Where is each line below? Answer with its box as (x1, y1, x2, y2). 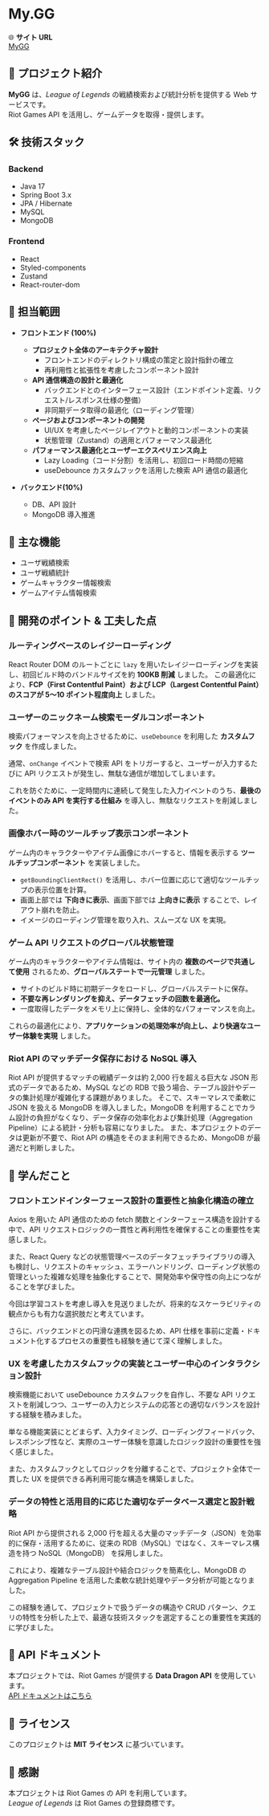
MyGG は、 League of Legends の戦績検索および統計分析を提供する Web (8, 89, 249, 99)
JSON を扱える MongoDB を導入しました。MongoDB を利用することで (8, 1103, 243, 1113)
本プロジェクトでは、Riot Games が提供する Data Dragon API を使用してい (8, 1671, 256, 1680)
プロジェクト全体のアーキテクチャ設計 (31, 344, 159, 354)
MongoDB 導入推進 (31, 509, 96, 519)
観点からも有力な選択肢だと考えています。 (8, 1309, 149, 1318)
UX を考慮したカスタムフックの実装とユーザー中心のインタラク (8, 1358, 252, 1369)
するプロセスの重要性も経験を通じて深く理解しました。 (43, 1336, 226, 1346)
